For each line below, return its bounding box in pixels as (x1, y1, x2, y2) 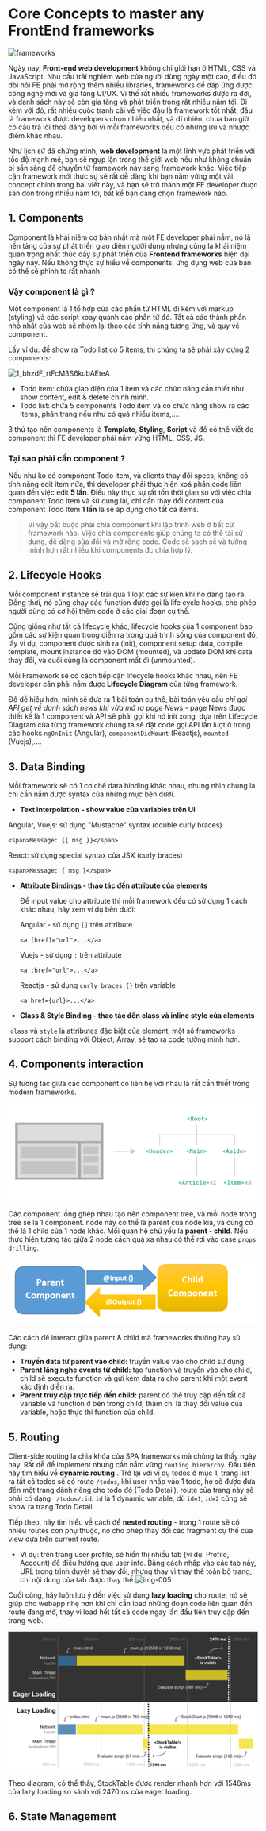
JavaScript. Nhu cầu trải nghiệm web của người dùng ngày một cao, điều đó (8, 71, 257, 81)
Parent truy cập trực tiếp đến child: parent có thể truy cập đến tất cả (19, 1390, 247, 1400)
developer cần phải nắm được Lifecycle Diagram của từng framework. (8, 680, 238, 689)
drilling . (8, 1243, 40, 1253)
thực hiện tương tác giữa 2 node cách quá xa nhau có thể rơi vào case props (8, 1235, 256, 1244)
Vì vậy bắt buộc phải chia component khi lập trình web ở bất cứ (27, 520, 234, 530)
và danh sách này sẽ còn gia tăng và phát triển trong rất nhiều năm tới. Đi (8, 97, 248, 106)
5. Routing (8, 1430, 60, 1444)
